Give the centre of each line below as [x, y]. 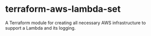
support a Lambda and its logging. [40, 28]
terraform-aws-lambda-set [63, 9]
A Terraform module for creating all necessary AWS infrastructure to [75, 23]
